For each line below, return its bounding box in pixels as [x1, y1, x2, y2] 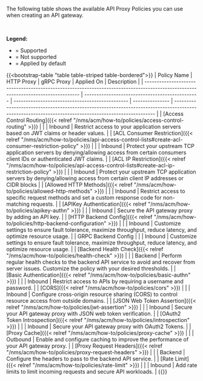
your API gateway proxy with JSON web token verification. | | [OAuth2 [6, 310, 181, 317]
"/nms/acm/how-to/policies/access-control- [73, 116, 184, 124]
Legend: [6, 35, 28, 42]
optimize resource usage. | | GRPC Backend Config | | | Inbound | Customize [6, 233, 197, 240]
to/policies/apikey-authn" [6, 207, 70, 214]
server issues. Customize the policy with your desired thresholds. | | [6, 265, 176, 272]
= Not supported [15, 53, 57, 60]
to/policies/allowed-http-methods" [6, 187, 93, 195]
